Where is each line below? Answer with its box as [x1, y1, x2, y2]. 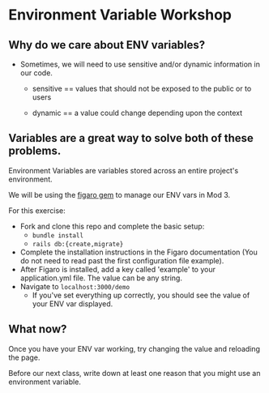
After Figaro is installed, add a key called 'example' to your [19, 264, 216, 274]
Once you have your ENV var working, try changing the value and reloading [8, 344, 261, 353]
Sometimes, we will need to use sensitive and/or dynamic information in [19, 59, 261, 69]
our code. [19, 68, 53, 78]
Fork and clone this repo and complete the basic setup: [19, 221, 205, 231]
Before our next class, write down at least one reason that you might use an [8, 368, 261, 378]
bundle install [32, 231, 83, 240]
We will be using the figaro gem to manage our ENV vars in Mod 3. [8, 190, 231, 199]
